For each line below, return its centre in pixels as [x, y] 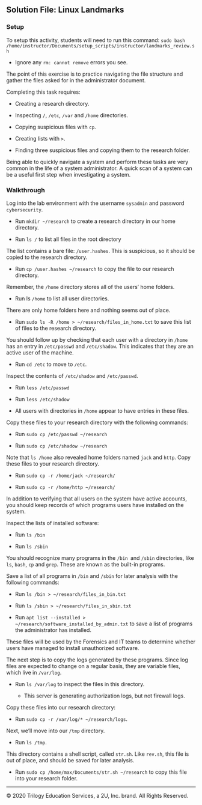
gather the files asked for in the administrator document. [76, 80]
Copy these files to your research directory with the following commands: [97, 422]
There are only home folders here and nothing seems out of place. [88, 310]
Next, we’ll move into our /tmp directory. [56, 731]
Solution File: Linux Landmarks [65, 10]
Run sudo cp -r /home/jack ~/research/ [65, 475]
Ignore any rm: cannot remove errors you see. [71, 62]
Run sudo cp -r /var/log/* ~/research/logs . [71, 719]
